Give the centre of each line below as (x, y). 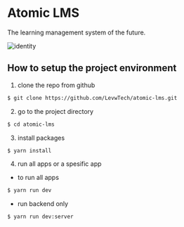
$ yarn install (29, 150)
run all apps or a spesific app (59, 164)
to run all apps (38, 178)
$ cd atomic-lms (31, 124)
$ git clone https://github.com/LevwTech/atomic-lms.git (92, 98)
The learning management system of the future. (77, 32)
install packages (41, 138)
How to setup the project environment (92, 68)
